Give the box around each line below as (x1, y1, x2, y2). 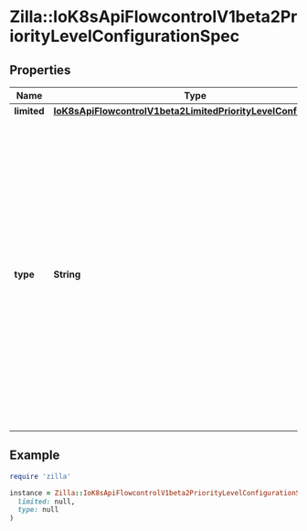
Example (9, 448, 60, 463)
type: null (17, 505, 59, 515)
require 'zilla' (9, 472, 71, 481)
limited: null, (17, 496, 76, 506)
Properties (9, 62, 71, 78)
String (53, 268, 81, 281)
